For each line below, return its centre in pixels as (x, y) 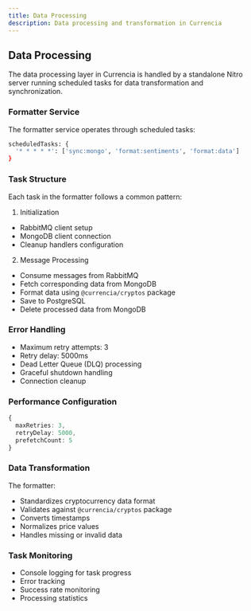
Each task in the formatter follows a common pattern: (95, 197)
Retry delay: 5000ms (54, 355)
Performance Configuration (63, 401)
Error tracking (42, 582)
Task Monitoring (41, 555)
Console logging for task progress (75, 573)
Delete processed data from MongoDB (83, 309)
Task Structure (38, 179)
